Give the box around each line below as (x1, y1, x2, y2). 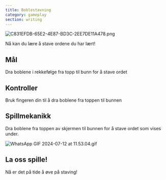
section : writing (5, 17, 42, 22)
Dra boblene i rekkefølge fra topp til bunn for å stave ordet (5, 69, 127, 75)
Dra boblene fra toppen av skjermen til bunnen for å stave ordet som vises (5, 125, 161, 131)
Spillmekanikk (5, 112, 51, 121)
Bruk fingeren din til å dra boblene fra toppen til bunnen (5, 97, 122, 103)
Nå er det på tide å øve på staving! (5, 169, 78, 175)
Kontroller (5, 83, 38, 92)
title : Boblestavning (5, 7, 51, 13)
